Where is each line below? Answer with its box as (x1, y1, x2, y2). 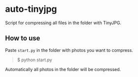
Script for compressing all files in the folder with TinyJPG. (5, 20, 122, 26)
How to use (5, 34, 40, 42)
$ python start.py (17, 57, 53, 63)
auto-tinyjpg (5, 3, 57, 15)
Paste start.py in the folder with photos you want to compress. (5, 47, 134, 53)
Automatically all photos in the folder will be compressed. (5, 66, 121, 72)
